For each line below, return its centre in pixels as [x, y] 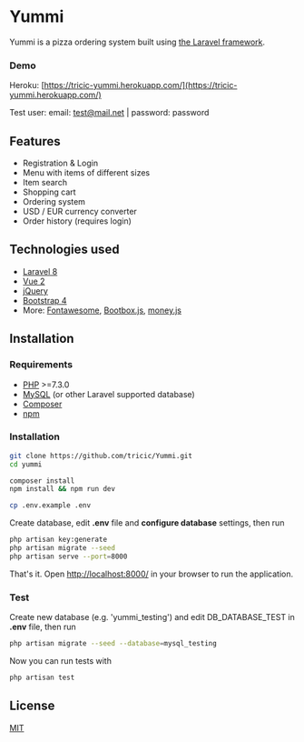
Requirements [41, 365]
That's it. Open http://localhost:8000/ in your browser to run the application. [151, 574]
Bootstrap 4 [44, 300]
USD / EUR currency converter [80, 212]
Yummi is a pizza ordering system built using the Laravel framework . [137, 42]
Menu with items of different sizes [86, 173]
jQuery [35, 291]
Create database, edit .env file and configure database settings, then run [147, 523]
